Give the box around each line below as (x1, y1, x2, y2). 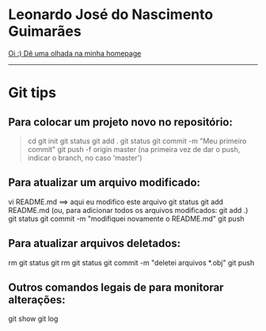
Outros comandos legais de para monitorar (8, 280, 224, 294)
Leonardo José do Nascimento (8, 6, 214, 24)
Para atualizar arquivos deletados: (8, 237, 181, 250)
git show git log (8, 314, 59, 324)
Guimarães (8, 22, 82, 40)
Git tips (8, 84, 57, 102)
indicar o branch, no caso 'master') (27, 153, 142, 162)
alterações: (8, 293, 66, 306)
